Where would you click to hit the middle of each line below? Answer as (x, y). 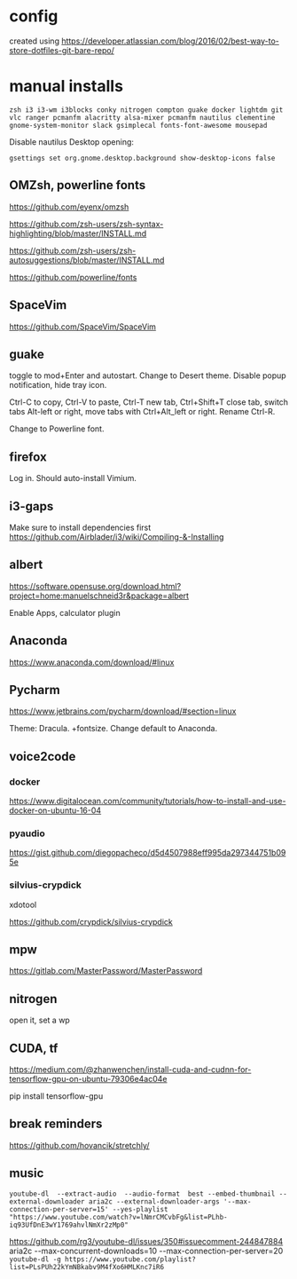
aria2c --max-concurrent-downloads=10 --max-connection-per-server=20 (146, 1251)
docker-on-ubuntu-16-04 (55, 810)
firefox (28, 457)
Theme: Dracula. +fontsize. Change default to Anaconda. (113, 729)
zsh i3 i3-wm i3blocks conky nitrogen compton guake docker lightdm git (146, 110)
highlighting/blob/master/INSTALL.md (78, 233)
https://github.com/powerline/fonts (73, 277)
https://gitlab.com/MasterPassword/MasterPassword (106, 971)
